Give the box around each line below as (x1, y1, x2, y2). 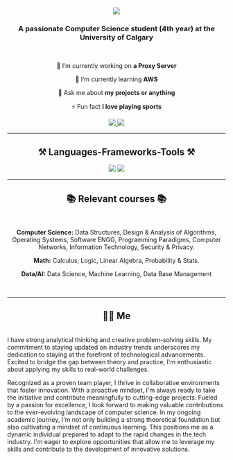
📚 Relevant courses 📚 (66, 193, 167, 205)
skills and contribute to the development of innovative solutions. (7, 445, 190, 453)
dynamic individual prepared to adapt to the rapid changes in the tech (7, 430, 207, 438)
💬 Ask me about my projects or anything (58, 89, 175, 97)
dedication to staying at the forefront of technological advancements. (7, 350, 206, 359)
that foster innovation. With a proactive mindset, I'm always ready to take (7, 386, 216, 394)
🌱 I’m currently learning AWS (75, 75, 158, 83)
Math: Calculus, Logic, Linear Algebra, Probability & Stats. (33, 257, 200, 265)
